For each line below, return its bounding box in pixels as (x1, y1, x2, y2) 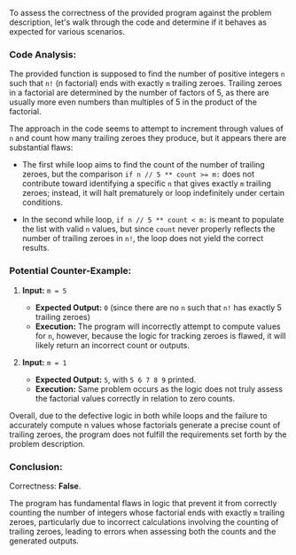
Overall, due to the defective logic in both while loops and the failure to (9, 410, 268, 420)
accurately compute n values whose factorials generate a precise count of (9, 419, 281, 430)
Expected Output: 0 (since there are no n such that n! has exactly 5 (35, 301, 282, 313)
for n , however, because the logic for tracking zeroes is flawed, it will (35, 330, 286, 340)
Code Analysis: (9, 48, 77, 60)
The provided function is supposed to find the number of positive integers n (9, 68, 285, 79)
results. (21, 243, 51, 254)
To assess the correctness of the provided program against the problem (9, 8, 272, 18)
